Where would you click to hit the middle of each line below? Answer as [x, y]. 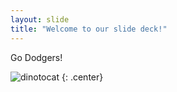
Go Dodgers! [36, 57]
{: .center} [82, 77]
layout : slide [40, 19]
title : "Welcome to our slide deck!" [89, 29]
